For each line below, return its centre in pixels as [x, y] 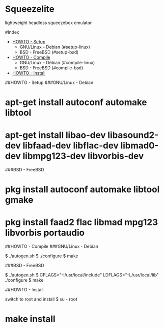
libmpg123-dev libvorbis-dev [83, 156]
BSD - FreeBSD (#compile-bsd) [51, 68]
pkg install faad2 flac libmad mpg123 [82, 222]
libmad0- [139, 146]
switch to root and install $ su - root [41, 299]
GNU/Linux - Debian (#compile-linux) [57, 62]
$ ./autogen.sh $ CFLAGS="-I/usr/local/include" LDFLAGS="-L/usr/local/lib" [82, 275]
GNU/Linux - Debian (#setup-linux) [55, 47]
